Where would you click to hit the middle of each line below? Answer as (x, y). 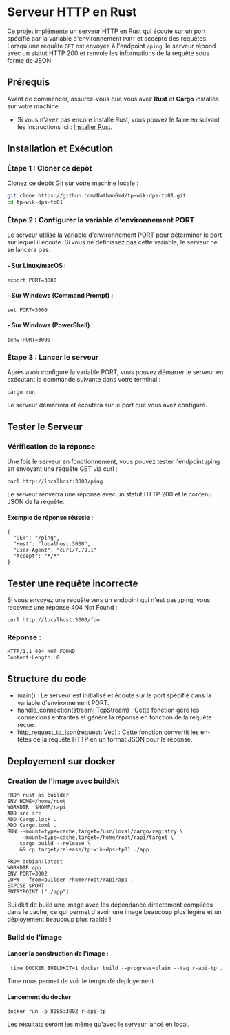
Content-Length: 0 (33, 658)
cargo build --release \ (55, 843)
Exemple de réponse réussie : (50, 517)
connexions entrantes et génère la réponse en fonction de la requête (114, 717)
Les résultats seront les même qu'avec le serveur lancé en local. (98, 1024)
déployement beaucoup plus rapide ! (59, 919)
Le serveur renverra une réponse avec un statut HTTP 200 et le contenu (109, 494)
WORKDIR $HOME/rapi (37, 807)
